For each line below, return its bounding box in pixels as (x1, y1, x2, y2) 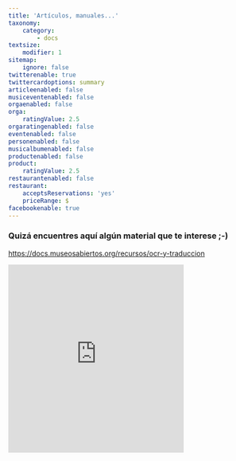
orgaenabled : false (8, 100, 73, 108)
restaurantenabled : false (8, 174, 94, 183)
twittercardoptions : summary (8, 78, 105, 86)
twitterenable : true (8, 71, 77, 79)
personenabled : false (8, 137, 80, 146)
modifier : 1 (22, 49, 62, 57)
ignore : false (22, 64, 69, 72)
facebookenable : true (8, 204, 80, 212)
